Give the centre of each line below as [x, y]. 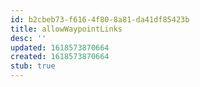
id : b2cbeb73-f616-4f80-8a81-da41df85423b [100, 19]
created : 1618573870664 [60, 57]
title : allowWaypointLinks [66, 29]
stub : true [33, 66]
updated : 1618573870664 [60, 47]
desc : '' [28, 38]
